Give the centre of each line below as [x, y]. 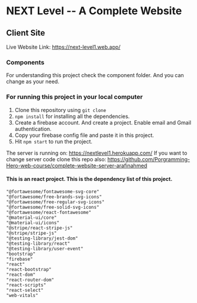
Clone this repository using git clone [61, 110]
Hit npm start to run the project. [54, 141]
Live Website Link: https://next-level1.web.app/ [63, 47]
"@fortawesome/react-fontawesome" [49, 212]
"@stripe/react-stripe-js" [39, 228]
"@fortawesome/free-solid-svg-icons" [53, 207]
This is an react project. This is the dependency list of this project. [89, 179]
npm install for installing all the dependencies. [72, 116]
